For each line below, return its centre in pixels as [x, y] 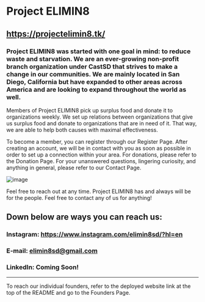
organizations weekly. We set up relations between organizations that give [100, 117]
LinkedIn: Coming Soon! [43, 267]
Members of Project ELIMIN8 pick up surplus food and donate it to [90, 110]
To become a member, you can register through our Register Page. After [97, 141]
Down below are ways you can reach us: [85, 217]
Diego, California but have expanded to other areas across [95, 82]
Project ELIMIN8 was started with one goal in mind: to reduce [99, 51]
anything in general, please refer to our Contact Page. [74, 168]
